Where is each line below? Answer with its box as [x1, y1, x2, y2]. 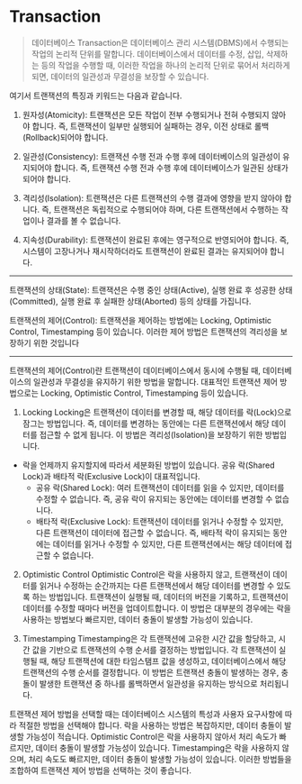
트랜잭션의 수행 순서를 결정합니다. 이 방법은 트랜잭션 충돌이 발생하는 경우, [22, 667, 280, 678]
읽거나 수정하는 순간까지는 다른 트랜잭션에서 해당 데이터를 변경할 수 [39, 579, 275, 591]
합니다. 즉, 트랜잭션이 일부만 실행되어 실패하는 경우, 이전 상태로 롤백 [31, 120, 270, 132]
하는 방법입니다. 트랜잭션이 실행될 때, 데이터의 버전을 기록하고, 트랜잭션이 [31, 591, 289, 602]
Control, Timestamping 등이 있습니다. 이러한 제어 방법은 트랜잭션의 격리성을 [9, 326, 279, 337]
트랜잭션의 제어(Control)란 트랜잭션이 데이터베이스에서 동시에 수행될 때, [9, 365, 261, 376]
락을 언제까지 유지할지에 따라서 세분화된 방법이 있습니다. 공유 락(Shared [22, 460, 275, 470]
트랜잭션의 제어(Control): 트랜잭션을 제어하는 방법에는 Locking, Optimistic [9, 315, 272, 325]
